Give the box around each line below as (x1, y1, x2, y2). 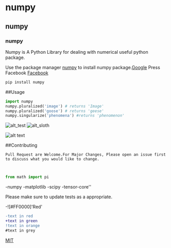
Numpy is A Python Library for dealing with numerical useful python (5, 49, 148, 55)
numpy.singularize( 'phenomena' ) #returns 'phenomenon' (5, 113, 125, 118)
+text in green (5, 218, 38, 223)
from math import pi (5, 175, 50, 180)
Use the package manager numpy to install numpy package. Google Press (5, 64, 160, 70)
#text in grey (5, 228, 36, 233)
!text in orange (5, 223, 40, 228)
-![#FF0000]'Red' (5, 204, 42, 210)
